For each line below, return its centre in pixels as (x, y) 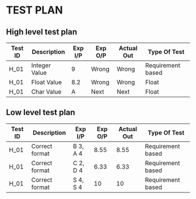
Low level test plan (41, 113)
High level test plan (42, 32)
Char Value (46, 92)
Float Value (47, 82)
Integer (41, 65)
